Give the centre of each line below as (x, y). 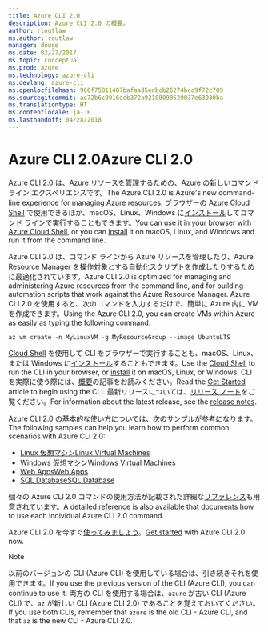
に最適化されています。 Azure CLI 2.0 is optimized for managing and (120, 276)
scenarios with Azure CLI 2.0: (57, 436)
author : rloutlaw (37, 30)
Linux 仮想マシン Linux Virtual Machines (85, 452)
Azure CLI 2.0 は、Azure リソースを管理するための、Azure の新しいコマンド (134, 182)
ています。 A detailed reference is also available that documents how (142, 506)
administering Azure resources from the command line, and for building (126, 286)
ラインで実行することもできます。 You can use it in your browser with (138, 222)
